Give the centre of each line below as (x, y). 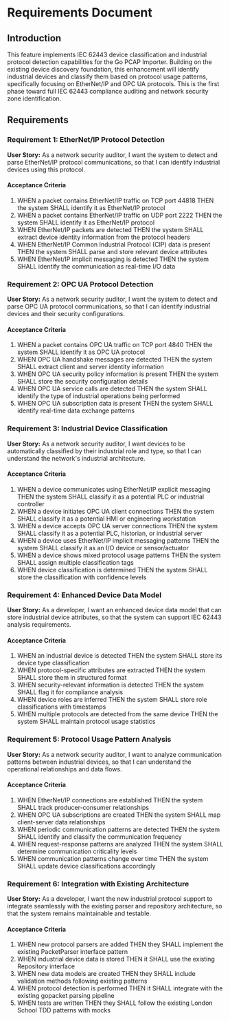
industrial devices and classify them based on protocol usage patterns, (107, 76)
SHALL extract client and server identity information (91, 367)
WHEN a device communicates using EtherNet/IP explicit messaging (114, 489)
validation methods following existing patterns (82, 981)
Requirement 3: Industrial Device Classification (88, 428)
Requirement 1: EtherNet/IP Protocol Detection (86, 140)
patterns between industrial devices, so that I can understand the (99, 762)
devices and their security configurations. (66, 314)
